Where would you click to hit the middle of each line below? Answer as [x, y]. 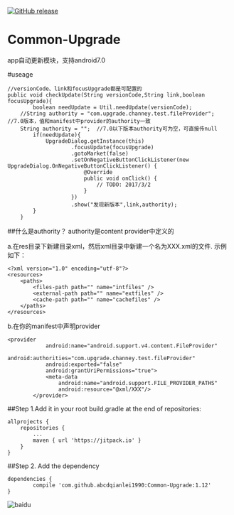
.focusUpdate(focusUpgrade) [112, 147]
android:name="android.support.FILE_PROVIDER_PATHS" [138, 383]
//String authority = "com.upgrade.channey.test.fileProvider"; [117, 114]
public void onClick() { [121, 178]
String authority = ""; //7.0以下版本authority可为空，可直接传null [119, 129]
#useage [20, 74]
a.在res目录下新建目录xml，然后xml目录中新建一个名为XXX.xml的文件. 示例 [117, 246]
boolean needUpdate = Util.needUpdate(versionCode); [113, 107]
